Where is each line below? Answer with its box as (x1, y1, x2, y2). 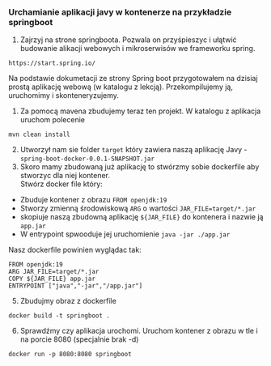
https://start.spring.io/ (8, 59, 95, 67)
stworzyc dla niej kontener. (19, 171, 111, 181)
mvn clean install (8, 130, 70, 139)
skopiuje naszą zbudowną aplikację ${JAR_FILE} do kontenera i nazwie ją (19, 212, 264, 222)
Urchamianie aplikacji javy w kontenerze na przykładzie (8, 6, 232, 18)
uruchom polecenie (19, 115, 85, 125)
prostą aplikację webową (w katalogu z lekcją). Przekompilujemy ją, (8, 82, 233, 91)
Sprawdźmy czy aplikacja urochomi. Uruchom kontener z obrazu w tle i (19, 326, 258, 336)
